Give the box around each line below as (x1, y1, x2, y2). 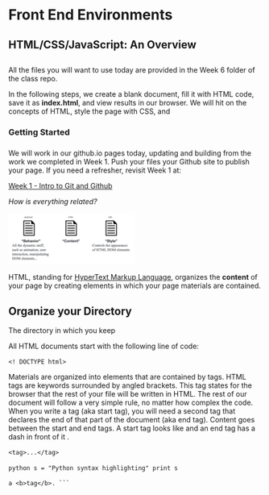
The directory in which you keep (8, 326, 116, 335)
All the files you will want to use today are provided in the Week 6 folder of (8, 64, 255, 74)
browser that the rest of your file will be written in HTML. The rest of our (8, 389, 247, 399)
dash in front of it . (8, 432, 70, 442)
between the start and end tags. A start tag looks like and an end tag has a (8, 423, 256, 433)
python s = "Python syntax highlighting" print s (8, 464, 179, 472)
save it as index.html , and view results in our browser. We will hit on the (8, 98, 247, 107)
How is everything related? (8, 196, 98, 206)
